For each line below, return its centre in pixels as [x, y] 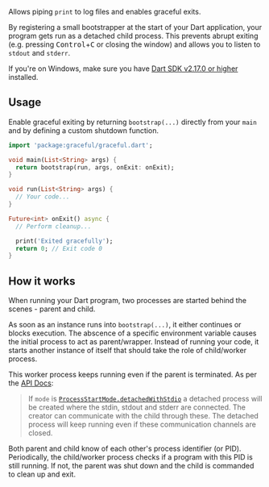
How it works [42, 281]
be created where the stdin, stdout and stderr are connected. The [137, 407]
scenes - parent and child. [52, 309]
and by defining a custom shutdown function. [84, 130]
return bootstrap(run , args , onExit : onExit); [95, 167]
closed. [40, 433]
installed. [23, 77]
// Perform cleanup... [54, 226]
